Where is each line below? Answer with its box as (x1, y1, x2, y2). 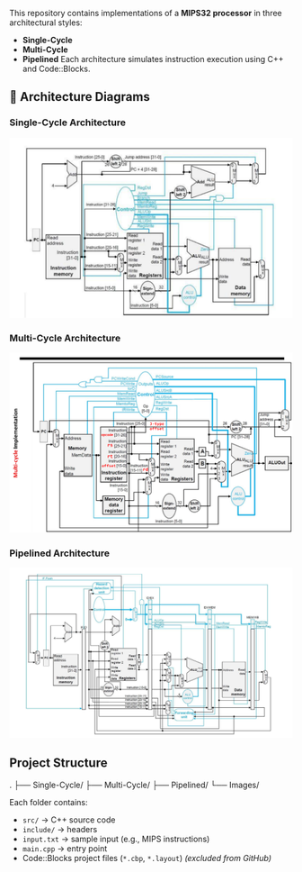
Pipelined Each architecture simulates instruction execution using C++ (22, 54, 284, 64)
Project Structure (9, 756, 108, 771)
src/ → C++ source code (22, 814, 116, 825)
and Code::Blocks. (22, 63, 91, 74)
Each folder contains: (9, 796, 88, 807)
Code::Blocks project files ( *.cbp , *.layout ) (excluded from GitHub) (22, 852, 272, 863)
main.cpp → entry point (22, 842, 108, 854)
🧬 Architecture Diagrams (9, 89, 150, 104)
